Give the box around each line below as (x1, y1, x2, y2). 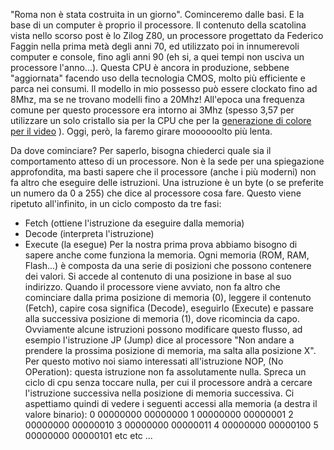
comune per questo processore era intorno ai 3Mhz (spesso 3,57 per (10, 104, 295, 116)
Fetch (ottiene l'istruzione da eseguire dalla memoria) (24, 217, 245, 229)
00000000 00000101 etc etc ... (24, 430, 153, 441)
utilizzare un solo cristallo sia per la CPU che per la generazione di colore (10, 115, 312, 126)
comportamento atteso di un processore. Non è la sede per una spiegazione (10, 155, 325, 167)
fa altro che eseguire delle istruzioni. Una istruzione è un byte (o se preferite (10, 177, 324, 188)
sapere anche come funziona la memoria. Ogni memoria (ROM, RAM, (24, 249, 310, 261)
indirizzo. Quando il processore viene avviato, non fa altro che (24, 281, 281, 293)
